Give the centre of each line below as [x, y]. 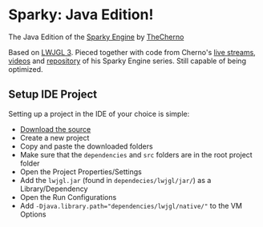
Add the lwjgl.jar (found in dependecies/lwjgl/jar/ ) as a [115, 180]
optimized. [26, 69]
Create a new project [55, 137]
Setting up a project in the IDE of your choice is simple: [99, 113]
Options [33, 214]
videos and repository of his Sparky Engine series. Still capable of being [127, 61]
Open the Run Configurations [68, 197]
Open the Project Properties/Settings [81, 171]
